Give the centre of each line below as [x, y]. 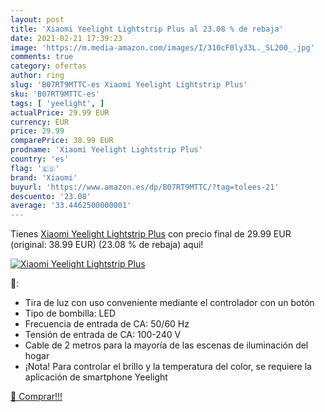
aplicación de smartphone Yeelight [96, 377]
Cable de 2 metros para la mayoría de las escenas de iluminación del [166, 345]
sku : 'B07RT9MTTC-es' [55, 94]
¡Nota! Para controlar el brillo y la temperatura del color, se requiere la [168, 367]
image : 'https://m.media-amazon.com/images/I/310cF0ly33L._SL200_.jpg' [162, 47]
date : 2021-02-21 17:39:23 [66, 38]
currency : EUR [40, 122]
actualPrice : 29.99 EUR [60, 112]
